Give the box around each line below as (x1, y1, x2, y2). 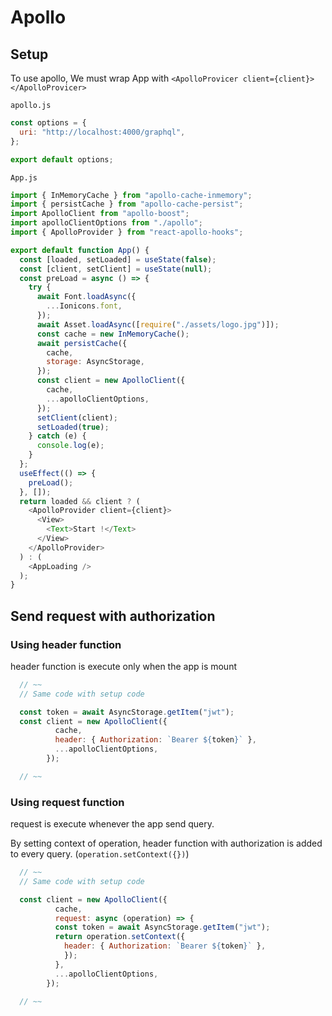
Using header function (10, 637, 122, 651)
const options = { (10, 118, 87, 128)
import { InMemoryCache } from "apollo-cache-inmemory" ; (10, 190, 253, 200)
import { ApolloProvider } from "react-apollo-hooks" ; (10, 227, 244, 237)
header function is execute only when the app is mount (10, 660, 238, 672)
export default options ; (10, 154, 114, 165)
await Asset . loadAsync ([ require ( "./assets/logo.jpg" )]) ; (36, 319, 280, 330)
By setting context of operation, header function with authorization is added (10, 837, 323, 850)
